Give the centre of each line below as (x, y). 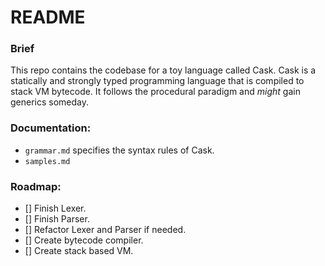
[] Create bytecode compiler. (84, 240)
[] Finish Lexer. (55, 208)
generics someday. (50, 102)
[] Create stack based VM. (79, 251)
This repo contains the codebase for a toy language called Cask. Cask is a (163, 70)
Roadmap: (36, 186)
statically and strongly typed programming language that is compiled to (157, 81)
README (48, 17)
